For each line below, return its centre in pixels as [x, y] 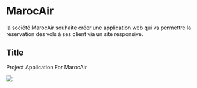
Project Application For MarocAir [47, 67]
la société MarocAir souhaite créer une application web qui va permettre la [99, 28]
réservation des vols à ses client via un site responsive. [75, 34]
